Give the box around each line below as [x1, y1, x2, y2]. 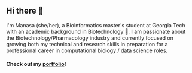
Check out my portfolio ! [6, 61, 66, 68]
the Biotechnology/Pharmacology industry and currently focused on [6, 34, 173, 42]
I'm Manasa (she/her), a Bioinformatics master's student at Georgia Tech [6, 21, 185, 28]
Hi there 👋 [6, 6, 44, 16]
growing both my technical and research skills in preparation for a [6, 40, 169, 47]
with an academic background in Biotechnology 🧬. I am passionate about [6, 28, 186, 35]
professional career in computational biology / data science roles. [6, 47, 168, 54]
